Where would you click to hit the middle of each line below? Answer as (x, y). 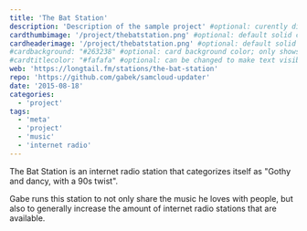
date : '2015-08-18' (47, 86)
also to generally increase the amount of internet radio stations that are (143, 208)
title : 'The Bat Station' (58, 18)
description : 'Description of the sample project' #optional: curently (148, 26)
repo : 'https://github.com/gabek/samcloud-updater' (110, 78)
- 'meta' (34, 120)
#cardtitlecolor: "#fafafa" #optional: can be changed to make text (143, 60)
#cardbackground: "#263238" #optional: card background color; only (143, 52)
